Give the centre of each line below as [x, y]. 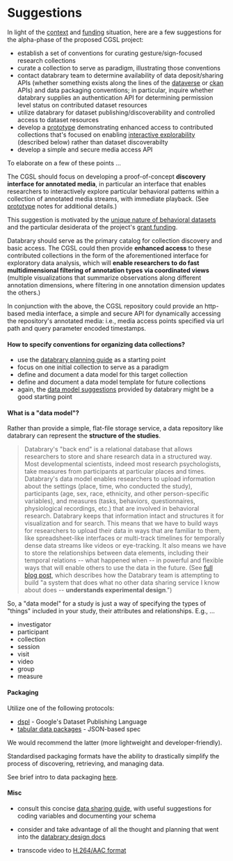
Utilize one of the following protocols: [61, 708]
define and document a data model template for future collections [112, 382]
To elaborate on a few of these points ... [64, 163]
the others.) [24, 292]
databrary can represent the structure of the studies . [84, 436]
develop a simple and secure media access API [85, 149]
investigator [34, 624]
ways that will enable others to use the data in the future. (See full [119, 568]
